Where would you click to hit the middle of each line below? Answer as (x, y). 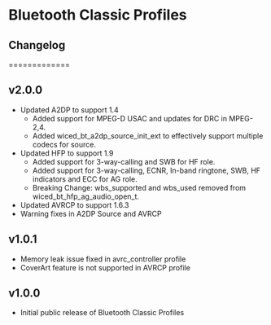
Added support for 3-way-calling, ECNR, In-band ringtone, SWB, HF (146, 170)
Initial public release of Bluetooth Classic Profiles (102, 313)
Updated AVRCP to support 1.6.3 (74, 204)
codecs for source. (64, 144)
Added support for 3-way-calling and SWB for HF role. (124, 161)
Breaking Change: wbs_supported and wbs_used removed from (139, 187)
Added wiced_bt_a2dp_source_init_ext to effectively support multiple (148, 135)
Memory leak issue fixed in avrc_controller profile (103, 259)
